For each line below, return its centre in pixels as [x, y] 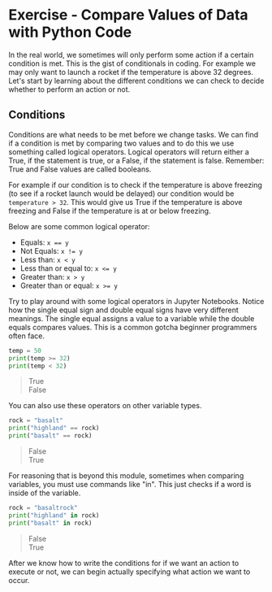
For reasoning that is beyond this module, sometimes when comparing [126, 476]
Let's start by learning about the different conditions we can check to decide [136, 81]
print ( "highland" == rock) [54, 429]
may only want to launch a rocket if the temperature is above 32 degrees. [131, 72]
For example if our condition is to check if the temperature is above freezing [135, 185]
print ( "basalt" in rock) [50, 523]
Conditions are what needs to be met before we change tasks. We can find [134, 134]
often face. [26, 336]
